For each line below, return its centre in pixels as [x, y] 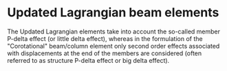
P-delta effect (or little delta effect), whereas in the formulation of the [105, 38]
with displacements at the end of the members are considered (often [105, 53]
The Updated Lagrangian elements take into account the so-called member [114, 31]
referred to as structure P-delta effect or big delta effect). [88, 60]
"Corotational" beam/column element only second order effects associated [113, 46]
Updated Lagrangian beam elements [113, 13]
